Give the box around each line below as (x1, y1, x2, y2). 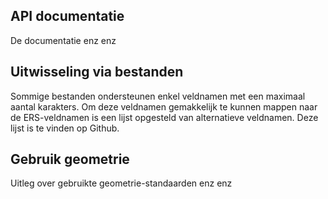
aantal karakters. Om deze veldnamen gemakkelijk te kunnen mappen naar (10, 100, 318, 113)
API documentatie (10, 8, 125, 25)
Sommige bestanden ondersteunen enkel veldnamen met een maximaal (10, 90, 306, 102)
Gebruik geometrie (10, 151, 130, 168)
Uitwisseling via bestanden (10, 64, 184, 81)
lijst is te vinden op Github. (10, 122, 120, 134)
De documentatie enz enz (10, 34, 117, 46)
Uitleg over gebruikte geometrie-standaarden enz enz (10, 177, 233, 189)
